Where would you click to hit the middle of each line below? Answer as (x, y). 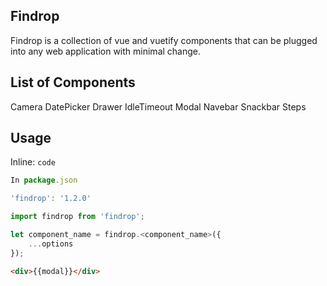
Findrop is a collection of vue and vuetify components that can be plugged (164, 40)
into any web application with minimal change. (106, 51)
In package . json (44, 180)
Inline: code (33, 162)
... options (51, 244)
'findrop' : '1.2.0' (51, 199)
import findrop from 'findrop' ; (77, 217)
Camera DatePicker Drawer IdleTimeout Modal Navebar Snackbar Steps (158, 106)
